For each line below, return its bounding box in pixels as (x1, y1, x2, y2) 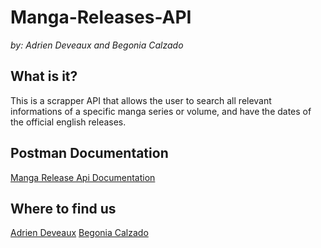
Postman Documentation (10, 145, 169, 162)
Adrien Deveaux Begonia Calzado (10, 227, 149, 239)
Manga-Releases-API (10, 6, 192, 29)
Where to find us (10, 200, 117, 217)
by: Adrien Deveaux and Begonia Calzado (10, 39, 184, 51)
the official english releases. (10, 116, 127, 128)
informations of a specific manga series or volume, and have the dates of (10, 105, 312, 117)
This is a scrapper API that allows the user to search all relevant (10, 94, 272, 106)
